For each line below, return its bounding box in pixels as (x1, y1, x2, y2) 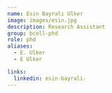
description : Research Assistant (7, 23, 106, 30)
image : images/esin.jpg (7, 17, 77, 24)
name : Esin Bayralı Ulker (7, 10, 83, 17)
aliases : (7, 43, 33, 50)
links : (7, 68, 27, 76)
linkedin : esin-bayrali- (13, 75, 87, 82)
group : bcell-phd (7, 29, 58, 37)
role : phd (7, 36, 37, 43)
